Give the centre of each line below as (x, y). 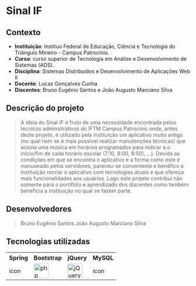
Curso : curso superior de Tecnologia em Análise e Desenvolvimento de (101, 59)
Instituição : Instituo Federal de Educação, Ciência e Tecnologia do (95, 46)
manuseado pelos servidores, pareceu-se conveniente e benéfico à (102, 166)
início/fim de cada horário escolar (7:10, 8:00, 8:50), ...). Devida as (100, 153)
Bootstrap (48, 258)
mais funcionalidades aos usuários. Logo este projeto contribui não (101, 178)
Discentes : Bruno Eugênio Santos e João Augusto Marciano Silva (93, 90)
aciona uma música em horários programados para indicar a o (95, 147)
